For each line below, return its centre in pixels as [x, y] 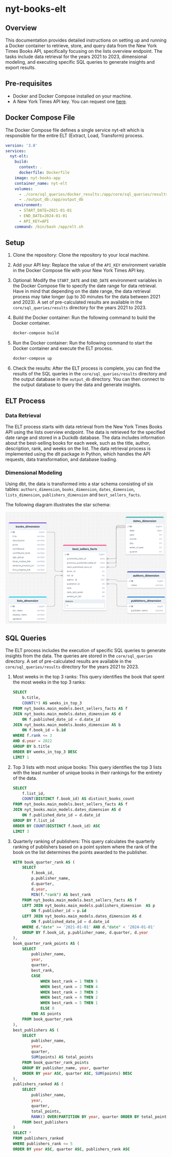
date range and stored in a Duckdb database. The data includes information [85, 438]
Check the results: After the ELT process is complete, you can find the [87, 368]
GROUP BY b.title [31, 747]
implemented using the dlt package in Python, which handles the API [78, 454]
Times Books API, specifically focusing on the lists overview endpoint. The [84, 51]
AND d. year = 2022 [32, 741]
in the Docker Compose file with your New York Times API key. [79, 271]
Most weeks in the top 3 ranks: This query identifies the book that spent [89, 677]
